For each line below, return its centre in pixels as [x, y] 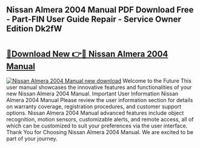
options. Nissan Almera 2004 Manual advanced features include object [95, 113]
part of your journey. [32, 139]
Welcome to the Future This [157, 81]
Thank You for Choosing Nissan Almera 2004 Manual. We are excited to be [100, 132]
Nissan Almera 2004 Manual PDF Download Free [100, 10]
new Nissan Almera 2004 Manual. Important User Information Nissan [92, 94]
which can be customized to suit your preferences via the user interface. [97, 126]
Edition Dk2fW [34, 29]
